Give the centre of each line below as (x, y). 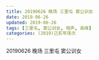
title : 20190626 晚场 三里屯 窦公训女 (49, 11)
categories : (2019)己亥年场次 (41, 34)
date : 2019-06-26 (27, 17)
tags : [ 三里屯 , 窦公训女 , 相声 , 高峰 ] (49, 28)
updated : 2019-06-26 (32, 22)
